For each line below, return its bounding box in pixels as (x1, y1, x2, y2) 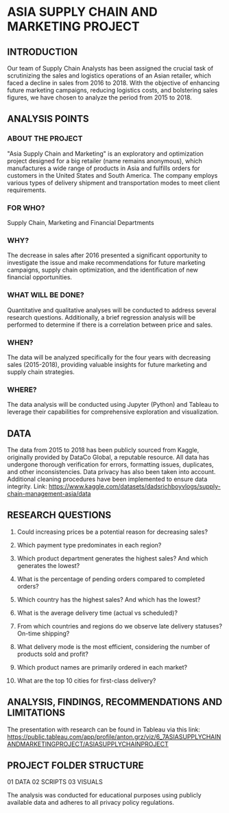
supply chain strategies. (7, 368, 75, 376)
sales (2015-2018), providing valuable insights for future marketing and (7, 360, 207, 368)
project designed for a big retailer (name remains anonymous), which (7, 156, 202, 165)
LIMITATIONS (7, 707, 66, 719)
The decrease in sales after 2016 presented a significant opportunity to (7, 251, 208, 259)
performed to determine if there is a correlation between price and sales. (7, 320, 213, 329)
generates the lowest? (16, 561, 80, 569)
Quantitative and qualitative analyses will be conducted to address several (7, 306, 217, 314)
